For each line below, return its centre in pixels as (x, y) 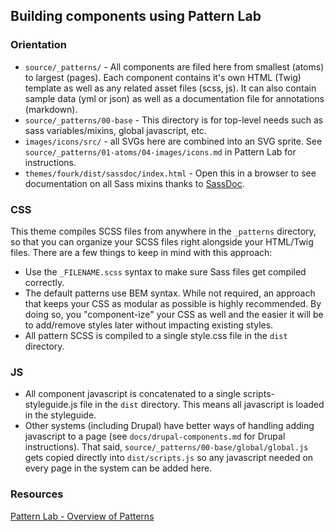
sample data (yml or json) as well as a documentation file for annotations (174, 98)
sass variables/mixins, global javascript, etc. (115, 130)
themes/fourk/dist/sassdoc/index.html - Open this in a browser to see (170, 173)
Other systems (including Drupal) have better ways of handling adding (169, 426)
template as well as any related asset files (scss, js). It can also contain (170, 88)
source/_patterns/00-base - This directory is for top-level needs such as (174, 120)
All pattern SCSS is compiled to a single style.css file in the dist (156, 335)
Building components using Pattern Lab (136, 16)
